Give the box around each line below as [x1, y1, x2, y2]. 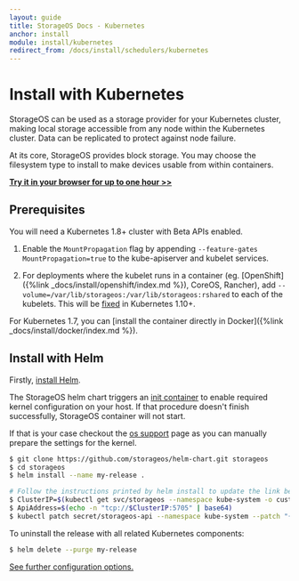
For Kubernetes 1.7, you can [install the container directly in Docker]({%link [9, 315, 284, 326]
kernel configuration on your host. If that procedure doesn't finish [9, 401, 249, 412]
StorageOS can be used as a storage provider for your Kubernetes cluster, [9, 114, 282, 125]
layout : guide [9, 12, 62, 22]
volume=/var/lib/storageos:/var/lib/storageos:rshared [21, 290, 230, 299]
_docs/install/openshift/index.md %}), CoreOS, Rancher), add [51, 279, 276, 290]
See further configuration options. [9, 561, 134, 572]
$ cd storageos [9, 463, 66, 472]
